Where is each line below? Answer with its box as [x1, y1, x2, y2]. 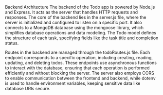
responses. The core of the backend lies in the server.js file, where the [5, 15, 146, 20]
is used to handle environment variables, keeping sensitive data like [5, 80, 141, 86]
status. [5, 40, 19, 46]
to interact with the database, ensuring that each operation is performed [5, 65, 150, 71]
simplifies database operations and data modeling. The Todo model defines [5, 30, 157, 35]
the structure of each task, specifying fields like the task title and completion [5, 35, 159, 41]
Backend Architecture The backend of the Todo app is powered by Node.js [5, 4, 155, 10]
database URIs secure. [5, 86, 51, 91]
